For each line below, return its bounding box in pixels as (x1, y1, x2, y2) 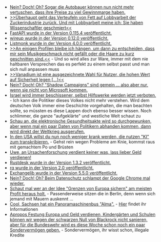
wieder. (9, 181, 25, 186)
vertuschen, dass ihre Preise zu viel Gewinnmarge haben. (9, 9, 126, 15)
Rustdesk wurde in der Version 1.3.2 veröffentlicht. (9, 160, 111, 165)
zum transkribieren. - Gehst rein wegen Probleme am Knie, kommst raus (9, 139, 155, 144)
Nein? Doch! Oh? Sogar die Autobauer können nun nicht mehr (9, 4, 134, 10)
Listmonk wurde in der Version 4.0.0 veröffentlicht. (9, 40, 112, 46)
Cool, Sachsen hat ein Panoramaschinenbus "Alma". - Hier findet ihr (9, 201, 146, 207)
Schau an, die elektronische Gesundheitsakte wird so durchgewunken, (9, 118, 152, 124)
